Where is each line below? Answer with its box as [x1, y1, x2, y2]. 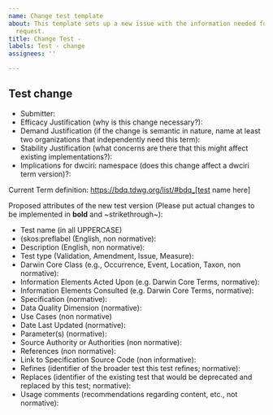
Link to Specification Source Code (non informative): [19, 355, 197, 365]
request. [15, 27, 45, 35]
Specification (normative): [19, 294, 108, 304]
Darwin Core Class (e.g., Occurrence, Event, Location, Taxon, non [19, 260, 241, 269]
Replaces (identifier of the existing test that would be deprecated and [19, 372, 253, 382]
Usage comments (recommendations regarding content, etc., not [19, 389, 238, 399]
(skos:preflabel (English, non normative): [19, 234, 157, 243]
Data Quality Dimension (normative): [19, 303, 142, 312]
